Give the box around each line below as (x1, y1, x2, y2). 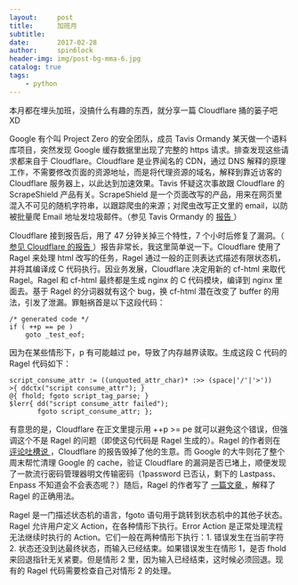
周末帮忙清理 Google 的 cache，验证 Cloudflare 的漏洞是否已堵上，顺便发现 (9, 457, 286, 467)
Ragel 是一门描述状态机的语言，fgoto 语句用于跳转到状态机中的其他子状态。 (9, 509, 287, 520)
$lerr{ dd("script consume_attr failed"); (9, 399, 169, 408)
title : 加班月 (9, 21, 77, 30)
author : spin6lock (9, 46, 93, 55)
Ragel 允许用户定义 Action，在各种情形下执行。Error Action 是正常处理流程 (9, 520, 283, 531)
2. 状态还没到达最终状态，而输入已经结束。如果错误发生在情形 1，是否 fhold (9, 542, 286, 553)
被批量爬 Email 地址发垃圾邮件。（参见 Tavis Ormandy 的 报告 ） (9, 211, 242, 222)
